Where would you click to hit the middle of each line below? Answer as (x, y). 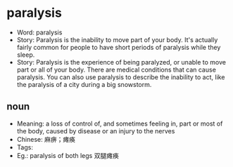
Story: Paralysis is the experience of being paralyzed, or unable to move (121, 62)
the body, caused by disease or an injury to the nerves (96, 131)
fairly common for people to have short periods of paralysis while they (119, 47)
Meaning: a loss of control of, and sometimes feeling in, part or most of (120, 123)
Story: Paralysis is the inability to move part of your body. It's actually (117, 39)
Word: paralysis (39, 32)
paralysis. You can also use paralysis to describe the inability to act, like (121, 77)
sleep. (26, 55)
